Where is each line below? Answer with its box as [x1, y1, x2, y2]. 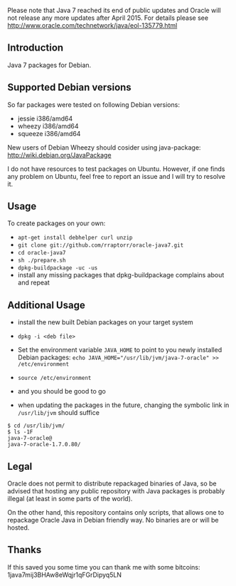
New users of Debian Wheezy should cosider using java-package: [7, 143, 201, 152]
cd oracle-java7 [17, 250, 66, 257]
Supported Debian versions [7, 81, 132, 93]
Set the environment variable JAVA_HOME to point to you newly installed [17, 346, 222, 354]
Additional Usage [7, 299, 85, 311]
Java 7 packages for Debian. [7, 61, 92, 69]
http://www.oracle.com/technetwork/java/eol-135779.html [7, 21, 178, 29]
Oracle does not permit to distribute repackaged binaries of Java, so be [7, 479, 217, 488]
